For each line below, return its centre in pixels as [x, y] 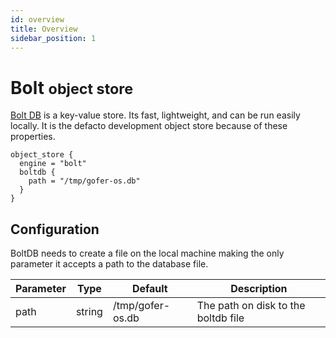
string [89, 312]
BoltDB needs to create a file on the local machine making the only [147, 253]
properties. [33, 137]
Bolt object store [72, 87]
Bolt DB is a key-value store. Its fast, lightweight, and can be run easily [155, 115]
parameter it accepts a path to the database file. [109, 264]
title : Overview [44, 29]
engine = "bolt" [53, 164]
